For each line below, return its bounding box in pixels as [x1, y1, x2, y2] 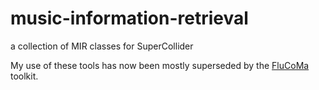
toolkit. [10, 70, 39, 82]
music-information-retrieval [10, 7, 249, 30]
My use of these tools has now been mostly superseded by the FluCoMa [10, 59, 310, 71]
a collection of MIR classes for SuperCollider [10, 40, 194, 52]
